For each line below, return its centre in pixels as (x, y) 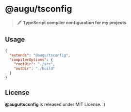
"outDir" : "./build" (34, 69)
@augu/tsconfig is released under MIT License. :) (55, 104)
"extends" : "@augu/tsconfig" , (40, 55)
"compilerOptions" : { (31, 60)
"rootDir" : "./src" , (34, 64)
